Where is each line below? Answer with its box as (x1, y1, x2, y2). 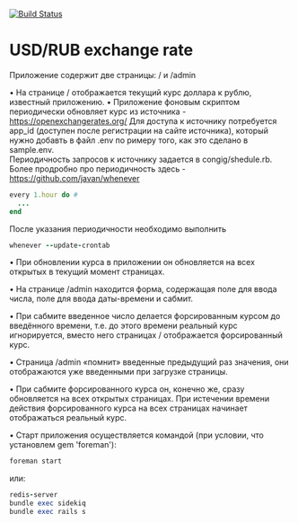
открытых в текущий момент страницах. (9, 266, 165, 278)
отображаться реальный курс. (9, 412, 127, 423)
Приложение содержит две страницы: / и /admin (9, 69, 197, 80)
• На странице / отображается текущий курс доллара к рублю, (9, 86, 252, 98)
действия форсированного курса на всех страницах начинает (9, 403, 249, 413)
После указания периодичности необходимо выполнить (9, 223, 227, 234)
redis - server (9, 491, 58, 500)
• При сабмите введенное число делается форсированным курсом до (9, 311, 281, 322)
